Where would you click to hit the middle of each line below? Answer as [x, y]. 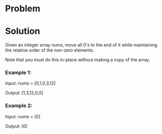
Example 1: [18, 73]
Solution [23, 31]
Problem [23, 9]
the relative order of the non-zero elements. [50, 50]
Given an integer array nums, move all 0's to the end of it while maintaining [81, 45]
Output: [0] [17, 126]
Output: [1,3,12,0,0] [24, 93]
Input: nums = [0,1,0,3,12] [30, 83]
